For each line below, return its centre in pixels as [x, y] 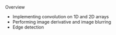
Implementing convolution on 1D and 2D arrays [60, 17]
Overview [15, 7]
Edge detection [28, 27]
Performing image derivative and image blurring [62, 22]
